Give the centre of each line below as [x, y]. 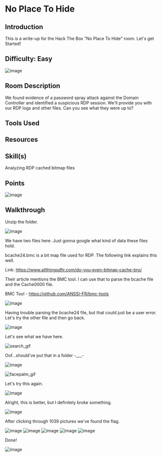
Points [15, 183]
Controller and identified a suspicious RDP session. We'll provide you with [79, 102]
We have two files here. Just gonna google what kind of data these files [76, 240]
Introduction [24, 27]
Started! [13, 44]
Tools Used [22, 123]
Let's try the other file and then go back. [45, 318]
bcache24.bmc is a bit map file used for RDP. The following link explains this [81, 255]
